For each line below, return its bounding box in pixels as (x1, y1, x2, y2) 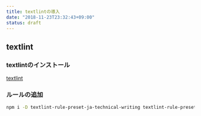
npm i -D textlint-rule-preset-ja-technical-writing (6, 105, 141, 111)
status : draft (6, 20, 42, 26)
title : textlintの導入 (6, 8, 60, 15)
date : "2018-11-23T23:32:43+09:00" (6, 14, 95, 20)
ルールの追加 (6, 90, 44, 99)
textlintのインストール (6, 61, 71, 69)
